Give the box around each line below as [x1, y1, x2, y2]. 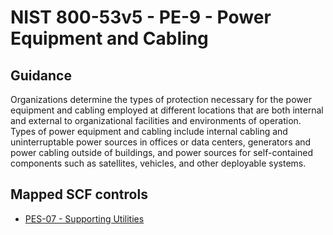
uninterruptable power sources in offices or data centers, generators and [10, 136, 312, 148]
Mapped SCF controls [10, 186, 148, 203]
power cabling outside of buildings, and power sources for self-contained [10, 147, 313, 158]
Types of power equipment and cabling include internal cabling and [10, 126, 288, 137]
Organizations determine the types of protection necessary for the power [10, 94, 312, 105]
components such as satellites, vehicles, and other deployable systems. [10, 157, 307, 169]
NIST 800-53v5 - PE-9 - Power [10, 6, 272, 29]
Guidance [10, 67, 72, 84]
